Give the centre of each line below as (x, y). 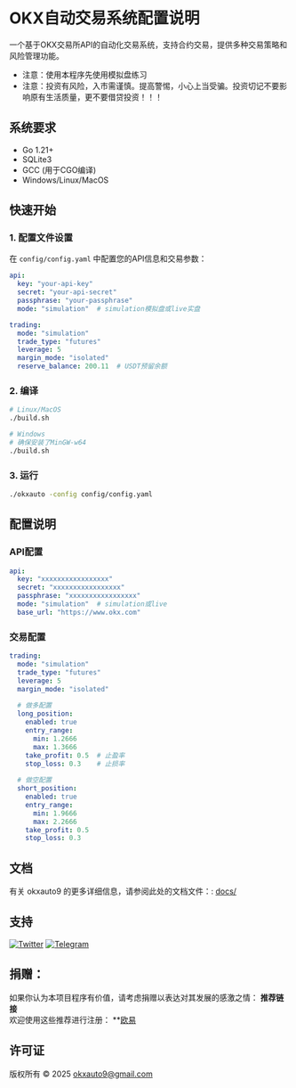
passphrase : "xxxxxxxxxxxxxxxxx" (79, 596)
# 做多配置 (35, 706)
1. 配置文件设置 (41, 238)
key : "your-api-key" (55, 284)
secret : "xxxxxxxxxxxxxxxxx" (71, 588)
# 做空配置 (35, 781)
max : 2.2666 (55, 822)
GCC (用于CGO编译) (59, 169)
